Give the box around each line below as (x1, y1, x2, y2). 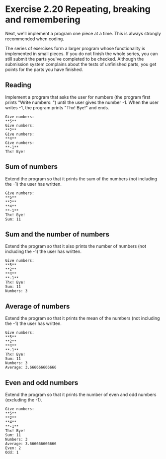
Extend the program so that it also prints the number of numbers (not (5, 243, 147, 249)
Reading (5, 81, 31, 89)
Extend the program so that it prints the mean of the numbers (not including (5, 315, 160, 321)
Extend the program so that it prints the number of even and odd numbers (5, 391, 157, 397)
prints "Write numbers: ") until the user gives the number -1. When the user (5, 99, 159, 105)
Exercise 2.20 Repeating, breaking (5, 3, 151, 15)
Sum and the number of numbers (5, 230, 109, 238)
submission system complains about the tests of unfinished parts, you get (5, 61, 157, 67)
